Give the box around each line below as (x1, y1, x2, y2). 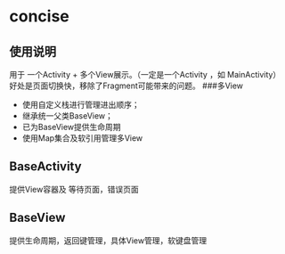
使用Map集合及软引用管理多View (21, 133, 143, 143)
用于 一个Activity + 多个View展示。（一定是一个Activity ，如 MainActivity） (9, 70, 281, 79)
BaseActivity (9, 159, 82, 175)
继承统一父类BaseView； (21, 111, 114, 121)
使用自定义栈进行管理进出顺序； (21, 100, 140, 110)
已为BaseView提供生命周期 (21, 122, 122, 132)
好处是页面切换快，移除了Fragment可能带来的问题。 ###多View (9, 80, 243, 91)
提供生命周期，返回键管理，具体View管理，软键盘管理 (9, 234, 208, 246)
